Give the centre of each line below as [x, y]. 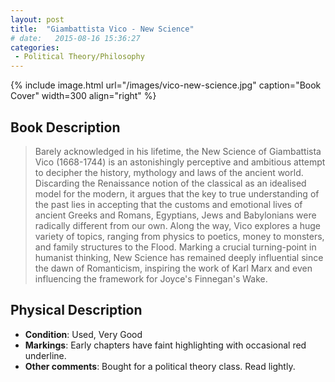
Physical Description [76, 310]
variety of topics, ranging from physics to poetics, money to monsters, [179, 236]
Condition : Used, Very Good [83, 334]
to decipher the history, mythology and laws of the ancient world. [169, 172]
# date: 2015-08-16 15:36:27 [75, 38]
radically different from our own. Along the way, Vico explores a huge [177, 225]
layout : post [37, 19]
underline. [45, 355]
